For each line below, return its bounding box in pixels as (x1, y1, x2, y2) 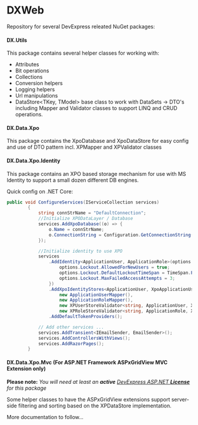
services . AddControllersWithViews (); (38, 335, 131, 341)
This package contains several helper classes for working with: (6, 49, 159, 56)
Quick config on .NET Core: (6, 188, 73, 195)
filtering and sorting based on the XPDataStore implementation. (18, 402, 172, 409)
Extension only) (6, 365, 46, 372)
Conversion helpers (15, 80, 63, 87)
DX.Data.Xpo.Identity (6, 157, 61, 164)
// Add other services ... (38, 324, 105, 330)
